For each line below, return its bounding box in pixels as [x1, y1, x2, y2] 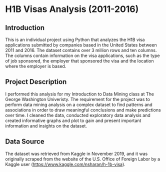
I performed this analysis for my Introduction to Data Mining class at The [5, 91, 154, 97]
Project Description [5, 77, 67, 86]
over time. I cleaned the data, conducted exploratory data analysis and [5, 112, 151, 118]
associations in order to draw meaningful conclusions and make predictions [5, 106, 161, 113]
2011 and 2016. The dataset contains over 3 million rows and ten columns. [5, 47, 157, 53]
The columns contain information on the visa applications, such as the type [5, 52, 160, 58]
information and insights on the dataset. [5, 122, 87, 128]
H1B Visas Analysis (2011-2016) [5, 3, 139, 15]
